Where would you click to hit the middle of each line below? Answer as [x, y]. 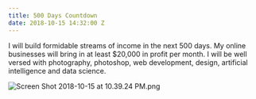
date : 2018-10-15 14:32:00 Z [56, 23]
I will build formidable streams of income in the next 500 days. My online [127, 45]
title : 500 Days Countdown [53, 15]
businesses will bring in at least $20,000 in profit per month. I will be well [128, 54]
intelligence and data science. [57, 70]
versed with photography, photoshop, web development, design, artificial [128, 62]
